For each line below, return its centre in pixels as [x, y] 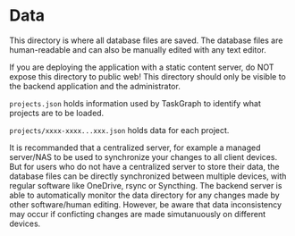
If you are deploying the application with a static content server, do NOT [142, 67]
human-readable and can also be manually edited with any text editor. [138, 49]
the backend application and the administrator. [95, 86]
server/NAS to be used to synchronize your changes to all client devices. [143, 156]
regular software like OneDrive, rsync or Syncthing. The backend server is [146, 185]
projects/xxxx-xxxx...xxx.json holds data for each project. [119, 130]
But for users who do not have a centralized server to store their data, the [144, 166]
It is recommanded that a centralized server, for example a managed [135, 147]
